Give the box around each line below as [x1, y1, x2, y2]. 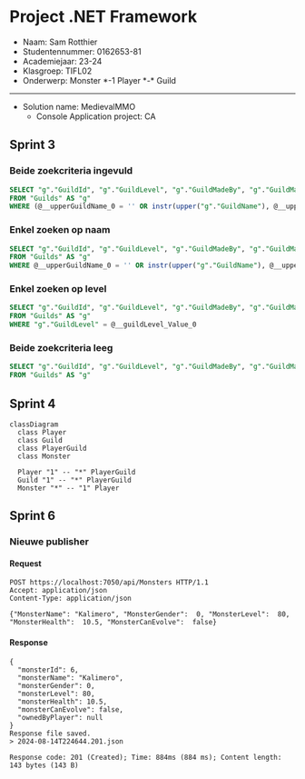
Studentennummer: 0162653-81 [22, 45, 143, 56]
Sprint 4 [9, 395, 56, 411]
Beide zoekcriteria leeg [9, 342, 113, 355]
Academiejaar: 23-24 [22, 55, 103, 66]
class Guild [17, 435, 64, 444]
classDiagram [9, 420, 59, 429]
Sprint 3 [9, 137, 56, 153]
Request [9, 557, 43, 569]
